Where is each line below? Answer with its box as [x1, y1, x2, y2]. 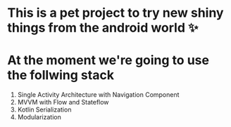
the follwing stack [7, 67, 115, 83]
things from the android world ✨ [7, 20, 199, 36]
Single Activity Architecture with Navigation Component [17, 91, 180, 99]
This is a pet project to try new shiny [7, 5, 224, 21]
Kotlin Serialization [17, 105, 72, 114]
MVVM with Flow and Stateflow [17, 98, 109, 107]
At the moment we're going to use [7, 53, 210, 68]
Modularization [17, 113, 61, 121]
